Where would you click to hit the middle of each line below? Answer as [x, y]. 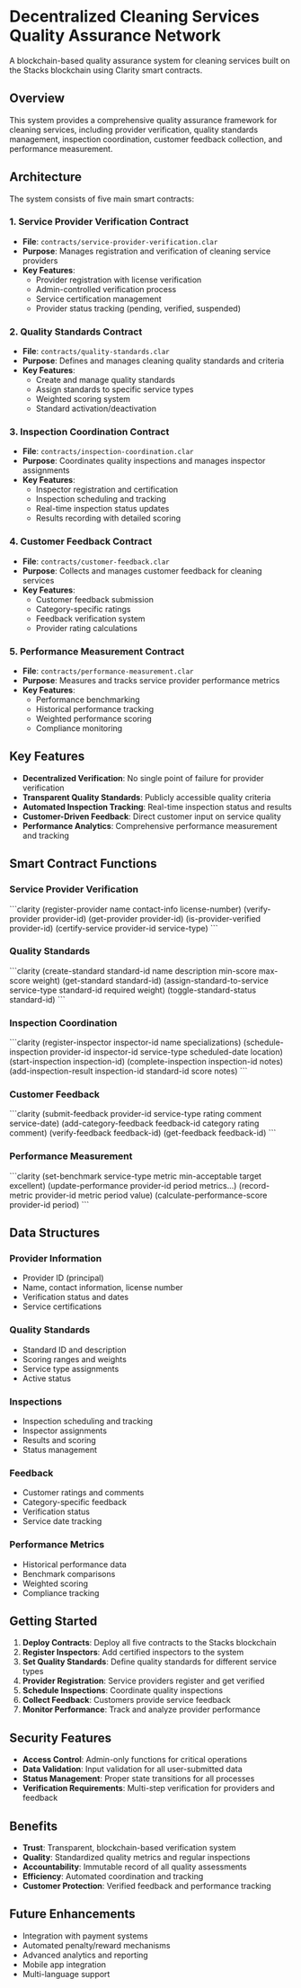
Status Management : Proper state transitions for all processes [138, 1779]
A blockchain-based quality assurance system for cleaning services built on [150, 60]
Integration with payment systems [85, 1936]
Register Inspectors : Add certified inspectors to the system [133, 1653]
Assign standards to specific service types [115, 389]
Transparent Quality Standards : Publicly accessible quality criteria [146, 797]
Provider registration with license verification [119, 280]
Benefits [34, 1826]
